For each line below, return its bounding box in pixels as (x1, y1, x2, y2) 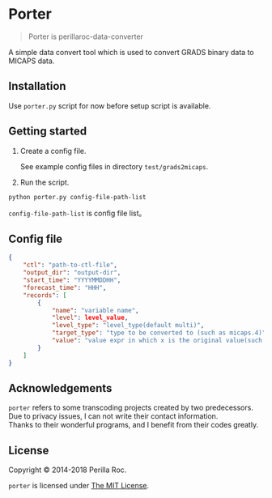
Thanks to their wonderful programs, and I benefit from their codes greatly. (8, 420, 259, 430)
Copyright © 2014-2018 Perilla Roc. (8, 465, 127, 475)
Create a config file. (19, 146, 87, 155)
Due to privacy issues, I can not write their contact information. (8, 411, 219, 421)
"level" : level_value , (51, 313, 129, 322)
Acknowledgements (8, 381, 113, 395)
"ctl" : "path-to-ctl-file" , (23, 261, 117, 270)
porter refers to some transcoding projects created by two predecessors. (8, 402, 253, 413)
